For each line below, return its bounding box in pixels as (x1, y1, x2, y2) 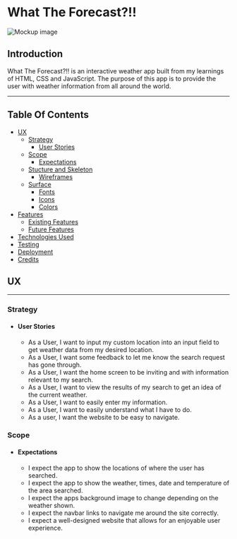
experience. (28, 523, 63, 532)
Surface (28, 180, 51, 188)
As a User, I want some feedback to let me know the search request (28, 353, 226, 361)
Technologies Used (17, 232, 74, 241)
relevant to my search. (28, 375, 94, 384)
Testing (17, 240, 40, 248)
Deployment (17, 248, 54, 256)
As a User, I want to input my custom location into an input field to (28, 338, 220, 346)
